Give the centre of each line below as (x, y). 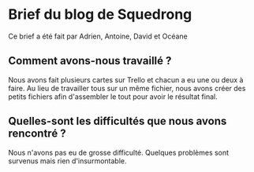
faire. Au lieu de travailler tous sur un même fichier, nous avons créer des (127, 88)
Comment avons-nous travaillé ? (90, 61)
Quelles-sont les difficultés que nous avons (118, 121)
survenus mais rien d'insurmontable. (67, 161)
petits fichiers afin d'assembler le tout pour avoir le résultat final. (113, 97)
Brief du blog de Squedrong (100, 15)
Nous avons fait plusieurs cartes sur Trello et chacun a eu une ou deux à (126, 79)
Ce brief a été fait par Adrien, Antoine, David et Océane (98, 36)
